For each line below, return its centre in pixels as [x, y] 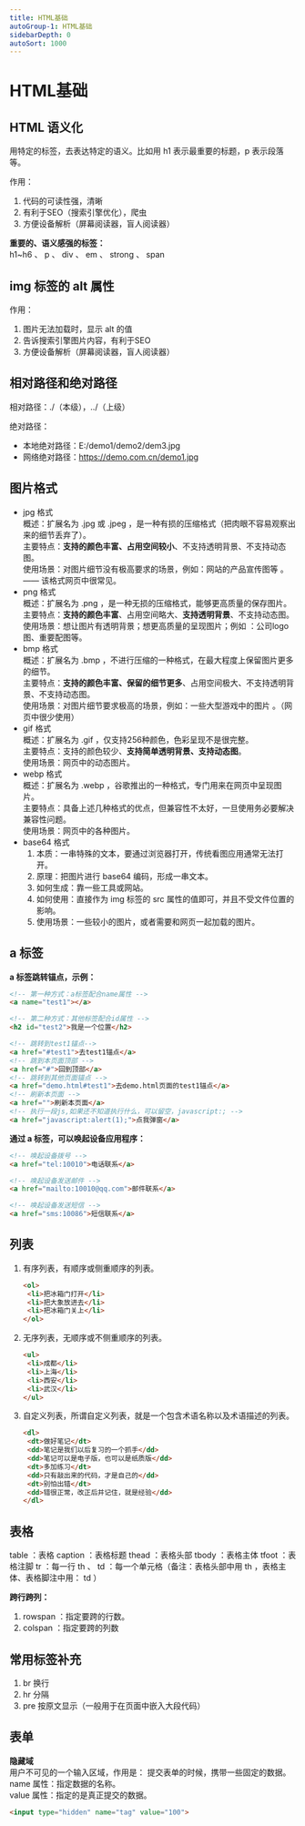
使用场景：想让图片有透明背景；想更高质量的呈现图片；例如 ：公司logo [156, 625]
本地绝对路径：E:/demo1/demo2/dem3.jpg [101, 445]
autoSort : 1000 [38, 43]
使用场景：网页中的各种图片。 [78, 830]
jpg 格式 [38, 512]
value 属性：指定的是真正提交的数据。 [81, 1795]
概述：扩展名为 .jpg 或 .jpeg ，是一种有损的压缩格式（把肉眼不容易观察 [155, 523]
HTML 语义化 [46, 127]
